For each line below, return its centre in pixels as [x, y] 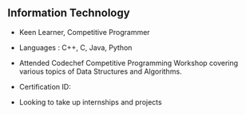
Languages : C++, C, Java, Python [75, 48]
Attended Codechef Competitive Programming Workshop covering [129, 63]
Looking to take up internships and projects [90, 102]
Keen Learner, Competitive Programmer [84, 32]
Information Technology [69, 13]
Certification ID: [45, 86]
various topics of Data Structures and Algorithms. [100, 71]
